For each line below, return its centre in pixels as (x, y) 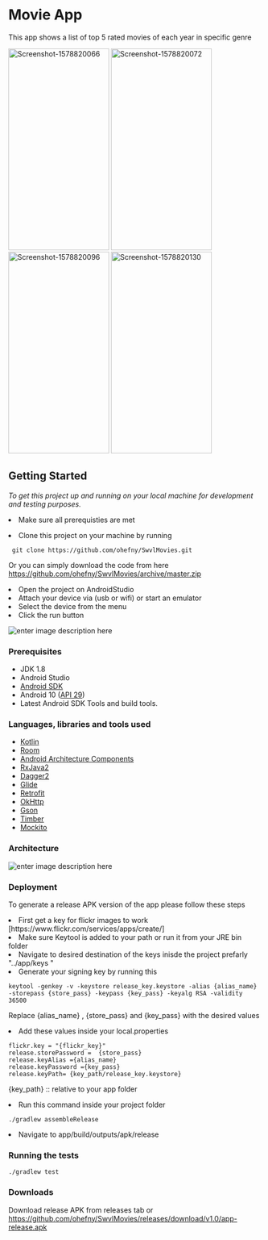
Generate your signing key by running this (88, 971)
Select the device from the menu (73, 606)
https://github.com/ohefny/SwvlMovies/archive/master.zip (105, 574)
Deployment (33, 887)
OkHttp (32, 802)
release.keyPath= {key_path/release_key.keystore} (95, 1074)
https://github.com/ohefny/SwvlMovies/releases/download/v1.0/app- (123, 1218)
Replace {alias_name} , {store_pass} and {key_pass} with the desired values (134, 1015)
